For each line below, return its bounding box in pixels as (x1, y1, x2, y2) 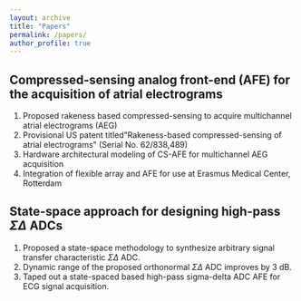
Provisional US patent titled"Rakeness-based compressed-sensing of (22, 130, 283, 141)
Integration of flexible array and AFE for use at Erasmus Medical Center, (22, 169, 291, 180)
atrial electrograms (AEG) (22, 120, 118, 131)
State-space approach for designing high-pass (9, 204, 281, 219)
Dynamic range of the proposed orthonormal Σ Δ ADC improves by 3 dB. (22, 261, 292, 272)
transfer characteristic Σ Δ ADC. (22, 251, 141, 263)
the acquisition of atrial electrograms (9, 86, 224, 102)
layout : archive (9, 13, 71, 23)
